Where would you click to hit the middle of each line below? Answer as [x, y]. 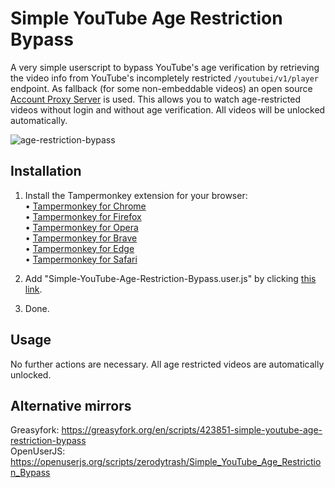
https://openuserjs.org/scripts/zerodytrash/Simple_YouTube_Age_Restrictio [166, 462]
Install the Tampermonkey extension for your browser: [136, 195]
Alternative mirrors [71, 405]
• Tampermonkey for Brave [81, 238]
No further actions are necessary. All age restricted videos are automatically [167, 364]
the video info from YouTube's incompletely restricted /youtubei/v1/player [165, 78]
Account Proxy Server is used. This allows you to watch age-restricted [156, 99]
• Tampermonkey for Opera [81, 227]
